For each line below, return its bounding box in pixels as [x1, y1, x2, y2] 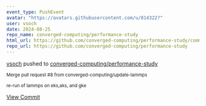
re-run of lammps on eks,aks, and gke [6, 82, 87, 89]
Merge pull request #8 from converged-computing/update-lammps [6, 72, 148, 78]
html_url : [6, 37, 32, 44]
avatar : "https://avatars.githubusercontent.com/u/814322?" [6, 15, 164, 21]
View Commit [6, 93, 40, 100]
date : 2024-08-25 [6, 26, 51, 32]
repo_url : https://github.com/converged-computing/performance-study [6, 44, 188, 50]
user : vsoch [6, 20, 37, 26]
